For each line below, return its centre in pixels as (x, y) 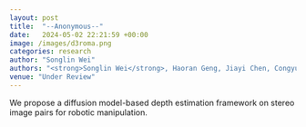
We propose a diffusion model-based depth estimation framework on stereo (152, 103)
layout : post (34, 18)
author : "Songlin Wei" (52, 60)
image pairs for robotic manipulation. (78, 112)
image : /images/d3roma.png (61, 43)
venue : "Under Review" (52, 77)
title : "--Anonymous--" (56, 26)
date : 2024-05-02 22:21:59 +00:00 (79, 34)
